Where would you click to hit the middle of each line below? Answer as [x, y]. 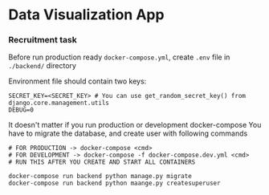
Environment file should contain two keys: [77, 81]
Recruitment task [43, 40]
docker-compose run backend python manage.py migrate [100, 177]
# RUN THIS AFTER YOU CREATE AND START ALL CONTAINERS [102, 162]
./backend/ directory [42, 66]
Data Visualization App [86, 15]
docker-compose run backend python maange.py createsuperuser [114, 183]
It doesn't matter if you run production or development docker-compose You [135, 125]
